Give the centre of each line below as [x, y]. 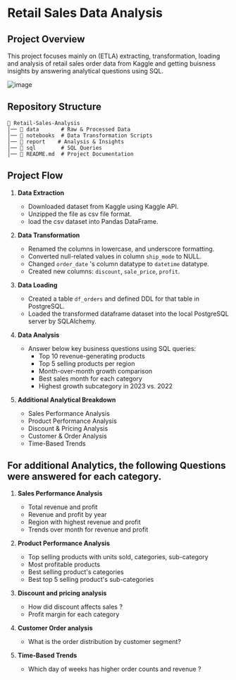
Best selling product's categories [76, 572]
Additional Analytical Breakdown [67, 400]
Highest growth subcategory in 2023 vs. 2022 [106, 386]
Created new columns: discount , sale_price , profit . [104, 271]
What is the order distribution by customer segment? [105, 642]
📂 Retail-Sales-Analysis [44, 123]
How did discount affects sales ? [75, 607]
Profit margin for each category [74, 614]
